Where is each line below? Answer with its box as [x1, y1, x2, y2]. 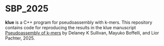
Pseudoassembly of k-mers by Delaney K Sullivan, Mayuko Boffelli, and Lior [5, 30, 160, 36]
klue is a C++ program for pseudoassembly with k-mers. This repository [5, 19, 153, 25]
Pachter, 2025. [5, 35, 35, 41]
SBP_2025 [5, 3, 48, 14]
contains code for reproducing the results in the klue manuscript [5, 24, 136, 30]
